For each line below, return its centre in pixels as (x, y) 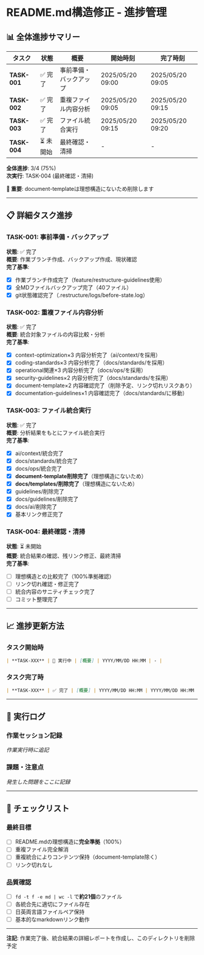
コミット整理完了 (36, 599)
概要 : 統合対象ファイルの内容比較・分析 (56, 334)
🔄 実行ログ (26, 717)
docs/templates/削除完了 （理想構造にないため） (76, 484)
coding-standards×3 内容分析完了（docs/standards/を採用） (91, 363)
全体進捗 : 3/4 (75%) (31, 168)
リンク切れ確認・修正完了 (47, 584)
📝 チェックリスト (38, 809)
